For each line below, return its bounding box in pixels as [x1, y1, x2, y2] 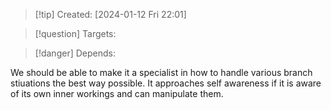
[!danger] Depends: [34, 47, 116, 59]
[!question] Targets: [34, 28, 117, 39]
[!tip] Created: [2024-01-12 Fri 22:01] [34, 9, 187, 20]
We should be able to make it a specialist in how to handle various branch [10, 67, 313, 78]
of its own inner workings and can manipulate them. [10, 88, 224, 99]
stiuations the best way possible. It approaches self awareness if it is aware [10, 77, 322, 89]
